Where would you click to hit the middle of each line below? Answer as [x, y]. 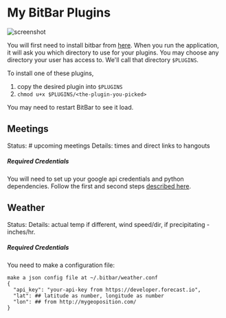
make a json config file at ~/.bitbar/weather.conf [82, 277]
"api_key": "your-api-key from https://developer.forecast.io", [107, 290]
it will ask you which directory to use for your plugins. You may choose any [113, 52]
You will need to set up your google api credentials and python [95, 179]
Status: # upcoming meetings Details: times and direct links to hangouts [109, 146]
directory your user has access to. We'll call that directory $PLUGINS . [103, 59]
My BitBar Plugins [59, 13]
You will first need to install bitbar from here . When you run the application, [113, 45]
